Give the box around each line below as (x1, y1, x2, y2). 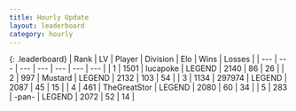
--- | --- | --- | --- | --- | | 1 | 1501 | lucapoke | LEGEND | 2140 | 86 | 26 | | (19, 63, 285, 74)
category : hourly (9, 29, 74, 38)
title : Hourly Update (9, 12, 90, 22)
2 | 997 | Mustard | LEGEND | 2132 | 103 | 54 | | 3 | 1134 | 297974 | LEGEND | (9, 73, 288, 83)
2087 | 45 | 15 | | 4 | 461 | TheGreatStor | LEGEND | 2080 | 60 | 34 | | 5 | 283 (9, 82, 288, 93)
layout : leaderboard (9, 21, 86, 30)
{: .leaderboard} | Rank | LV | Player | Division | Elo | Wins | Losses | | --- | (9, 54, 277, 65)
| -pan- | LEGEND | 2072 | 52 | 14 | (9, 91, 136, 102)
